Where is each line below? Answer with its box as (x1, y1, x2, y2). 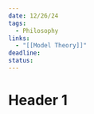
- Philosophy (15, 26, 59, 35)
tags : (8, 19, 26, 27)
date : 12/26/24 (8, 11, 59, 20)
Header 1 (8, 92, 68, 109)
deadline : (8, 49, 41, 57)
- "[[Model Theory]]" (15, 42, 88, 50)
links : (8, 34, 30, 43)
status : (8, 57, 34, 65)
